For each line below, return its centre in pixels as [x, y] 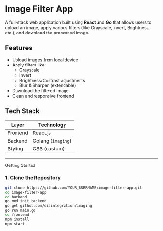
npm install [17, 219]
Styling [15, 148]
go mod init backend [26, 201]
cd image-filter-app [26, 192]
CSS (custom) [49, 148]
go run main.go [20, 210]
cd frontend [17, 215]
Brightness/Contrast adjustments [52, 80]
